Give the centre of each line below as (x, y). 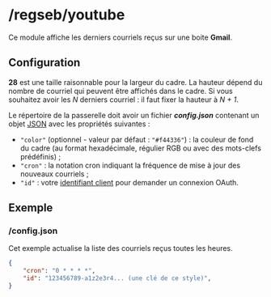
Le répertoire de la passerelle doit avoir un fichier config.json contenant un (134, 115)
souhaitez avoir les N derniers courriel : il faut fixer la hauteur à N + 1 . (123, 100)
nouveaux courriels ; (54, 174)
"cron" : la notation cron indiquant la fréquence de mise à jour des (130, 165)
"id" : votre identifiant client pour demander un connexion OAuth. (129, 182)
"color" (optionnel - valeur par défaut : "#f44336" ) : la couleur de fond (137, 139)
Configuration (44, 63)
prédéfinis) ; (40, 156)
